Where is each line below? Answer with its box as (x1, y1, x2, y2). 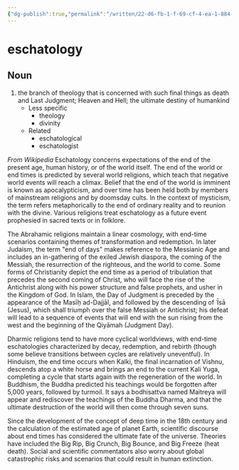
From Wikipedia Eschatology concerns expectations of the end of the (7, 155, 211, 164)
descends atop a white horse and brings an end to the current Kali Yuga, (7, 364, 220, 373)
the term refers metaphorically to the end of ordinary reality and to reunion (7, 200, 226, 209)
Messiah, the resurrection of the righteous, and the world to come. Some (7, 260, 221, 268)
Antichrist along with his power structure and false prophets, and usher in (7, 282, 223, 291)
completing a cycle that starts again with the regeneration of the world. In (7, 372, 223, 381)
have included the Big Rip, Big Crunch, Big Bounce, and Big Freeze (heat (7, 439, 220, 448)
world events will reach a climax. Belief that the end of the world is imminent (7, 178, 231, 186)
